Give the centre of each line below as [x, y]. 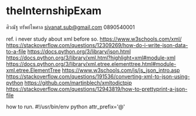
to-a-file [16, 51]
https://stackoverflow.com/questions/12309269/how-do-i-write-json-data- [97, 45]
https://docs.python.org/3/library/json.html [79, 51]
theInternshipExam [54, 11]
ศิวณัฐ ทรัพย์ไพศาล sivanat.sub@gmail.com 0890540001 [71, 27]
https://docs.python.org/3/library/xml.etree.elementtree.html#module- [91, 64]
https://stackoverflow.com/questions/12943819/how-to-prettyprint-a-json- [97, 89]
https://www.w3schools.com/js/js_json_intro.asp [121, 70]
